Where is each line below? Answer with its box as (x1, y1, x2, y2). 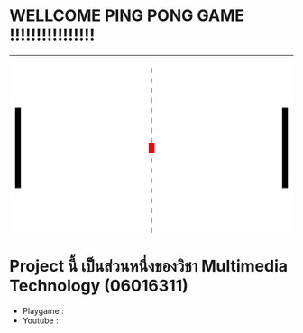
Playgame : (22, 305, 65, 316)
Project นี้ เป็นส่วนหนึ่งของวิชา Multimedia (9, 256, 289, 276)
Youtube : (22, 315, 59, 326)
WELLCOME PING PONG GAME (9, 5, 245, 26)
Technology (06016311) (9, 276, 189, 296)
